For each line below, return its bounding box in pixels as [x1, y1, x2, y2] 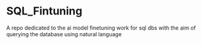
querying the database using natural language [6, 30, 122, 37]
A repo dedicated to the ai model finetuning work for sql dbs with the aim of [6, 24, 196, 31]
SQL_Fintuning [6, 4, 83, 18]
